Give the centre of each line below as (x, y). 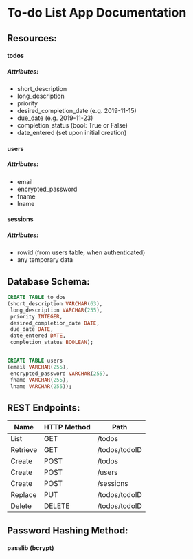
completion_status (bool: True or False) (72, 125)
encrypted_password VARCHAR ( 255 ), (59, 374)
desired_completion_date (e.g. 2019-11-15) (77, 111)
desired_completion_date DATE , (55, 323)
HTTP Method (67, 427)
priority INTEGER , (36, 316)
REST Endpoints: (44, 408)
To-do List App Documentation (97, 13)
